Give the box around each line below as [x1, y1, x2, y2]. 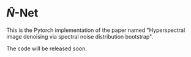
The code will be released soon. [6, 45, 88, 52]
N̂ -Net [6, 6, 39, 20]
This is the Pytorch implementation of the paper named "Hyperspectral [6, 26, 185, 34]
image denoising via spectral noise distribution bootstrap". [6, 32, 154, 40]
